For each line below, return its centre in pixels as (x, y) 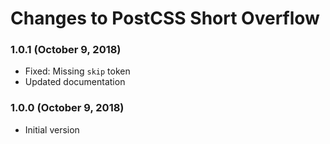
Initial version (52, 129)
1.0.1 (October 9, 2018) (66, 50)
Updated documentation (75, 82)
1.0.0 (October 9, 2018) (67, 108)
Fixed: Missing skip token (77, 71)
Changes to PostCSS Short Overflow (165, 18)
